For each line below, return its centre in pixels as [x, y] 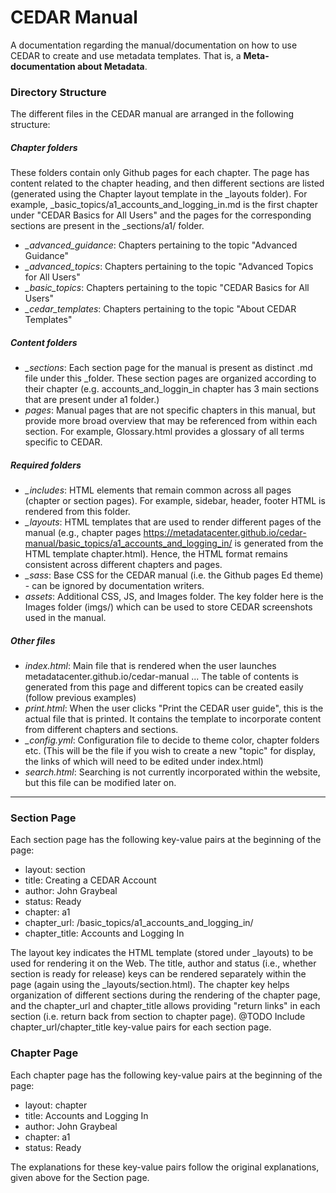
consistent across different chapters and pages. [123, 565]
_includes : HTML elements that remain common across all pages [158, 490]
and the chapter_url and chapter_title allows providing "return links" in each [165, 1006]
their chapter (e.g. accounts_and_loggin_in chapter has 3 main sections [172, 389]
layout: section [55, 870]
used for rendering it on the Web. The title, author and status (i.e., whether [163, 963]
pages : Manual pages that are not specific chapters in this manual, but [170, 410]
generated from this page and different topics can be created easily [164, 687]
